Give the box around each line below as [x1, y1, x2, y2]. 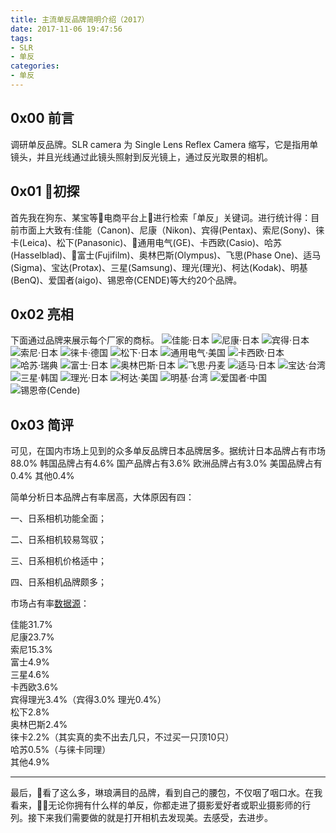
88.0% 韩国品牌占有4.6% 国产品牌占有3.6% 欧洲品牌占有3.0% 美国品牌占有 [10, 457, 323, 470]
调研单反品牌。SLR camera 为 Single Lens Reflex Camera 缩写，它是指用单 [10, 138, 319, 150]
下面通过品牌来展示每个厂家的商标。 [10, 334, 160, 346]
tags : [10, 33, 33, 43]
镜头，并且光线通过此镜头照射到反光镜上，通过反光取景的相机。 [10, 151, 273, 163]
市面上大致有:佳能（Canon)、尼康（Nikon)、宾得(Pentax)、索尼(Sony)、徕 [18, 224, 325, 236]
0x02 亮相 [10, 306, 74, 323]
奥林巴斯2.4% [10, 719, 68, 731]
